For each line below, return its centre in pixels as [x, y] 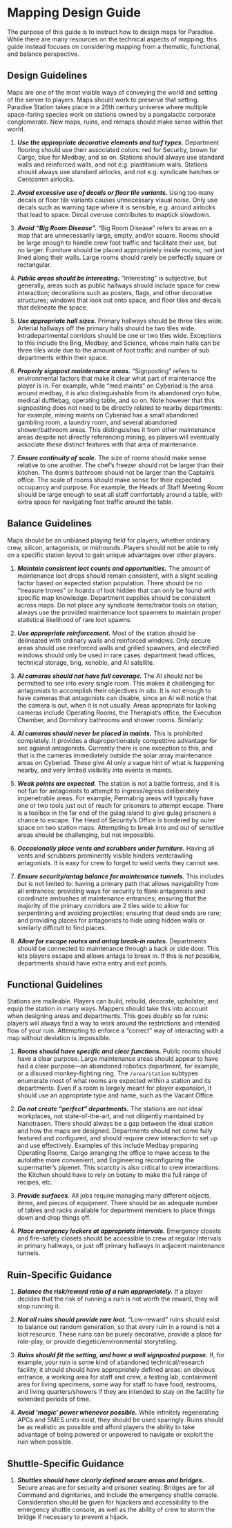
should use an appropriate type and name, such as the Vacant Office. [116, 1095]
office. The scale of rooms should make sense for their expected [109, 480]
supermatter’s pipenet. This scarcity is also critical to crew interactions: [118, 1168]
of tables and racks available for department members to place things [116, 1210]
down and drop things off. [54, 1218]
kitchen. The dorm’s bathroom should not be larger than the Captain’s [116, 472]
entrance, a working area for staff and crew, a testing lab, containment [117, 1377]
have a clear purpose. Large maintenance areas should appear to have [118, 1059]
